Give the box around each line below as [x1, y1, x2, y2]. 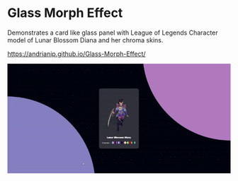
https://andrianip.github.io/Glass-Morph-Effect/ [7, 49, 147, 58]
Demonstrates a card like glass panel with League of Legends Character [7, 28, 218, 37]
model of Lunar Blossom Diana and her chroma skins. [7, 35, 164, 44]
